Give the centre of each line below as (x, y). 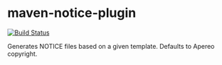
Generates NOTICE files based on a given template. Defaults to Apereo (111, 46)
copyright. (22, 54)
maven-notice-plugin (72, 13)
